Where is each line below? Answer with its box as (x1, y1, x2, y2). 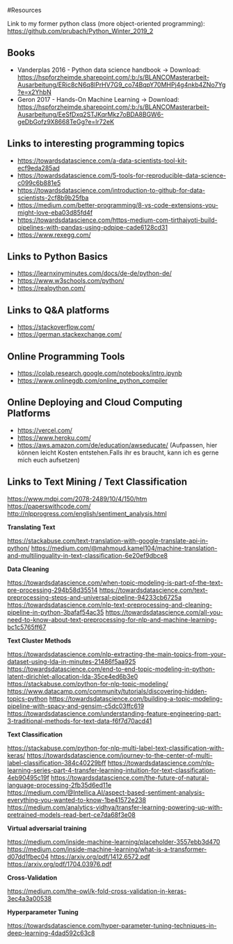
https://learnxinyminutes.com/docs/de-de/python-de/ (17, 269, 172, 278)
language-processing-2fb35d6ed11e (7, 781, 112, 789)
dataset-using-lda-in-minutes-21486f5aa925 (7, 657, 136, 665)
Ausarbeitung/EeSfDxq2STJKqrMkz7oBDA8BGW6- (17, 110, 164, 118)
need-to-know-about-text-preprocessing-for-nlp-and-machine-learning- (7, 615, 217, 624)
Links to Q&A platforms (7, 304, 110, 316)
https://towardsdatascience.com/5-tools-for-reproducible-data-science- (17, 171, 226, 179)
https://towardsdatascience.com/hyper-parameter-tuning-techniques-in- (7, 921, 217, 929)
